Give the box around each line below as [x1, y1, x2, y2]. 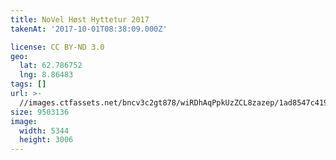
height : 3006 [19, 135, 74, 145]
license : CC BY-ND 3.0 [10, 42, 105, 52]
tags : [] [10, 79, 47, 90]
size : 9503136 [10, 107, 70, 117]
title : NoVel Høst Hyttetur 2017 [10, 14, 150, 25]
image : [10, 116, 38, 126]
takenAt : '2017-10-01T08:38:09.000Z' [10, 24, 168, 34]
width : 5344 [19, 126, 70, 136]
